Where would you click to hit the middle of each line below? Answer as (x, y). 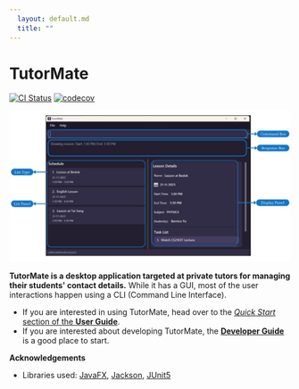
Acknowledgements (48, 358)
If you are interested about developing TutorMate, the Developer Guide (153, 331)
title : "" (35, 28)
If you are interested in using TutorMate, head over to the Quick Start (149, 311)
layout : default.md (54, 19)
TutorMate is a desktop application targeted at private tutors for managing (150, 276)
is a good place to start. (66, 340)
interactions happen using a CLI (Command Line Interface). (118, 294)
